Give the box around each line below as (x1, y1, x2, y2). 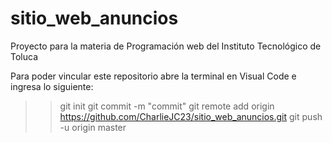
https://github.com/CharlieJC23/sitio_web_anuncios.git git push (59, 110, 323, 122)
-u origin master (59, 121, 127, 133)
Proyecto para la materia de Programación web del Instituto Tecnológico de (10, 40, 322, 52)
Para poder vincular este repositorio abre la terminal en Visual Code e (10, 70, 297, 82)
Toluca (10, 50, 39, 62)
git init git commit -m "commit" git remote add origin (59, 100, 275, 112)
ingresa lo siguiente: (10, 80, 94, 92)
